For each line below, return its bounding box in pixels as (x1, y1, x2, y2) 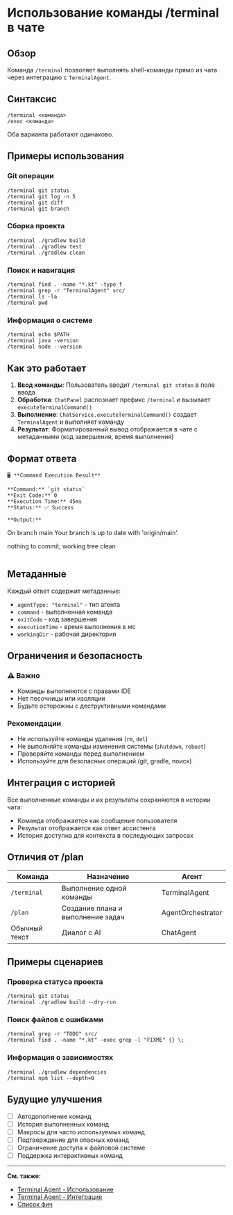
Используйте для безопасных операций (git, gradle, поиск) (17, 756, 192, 765)
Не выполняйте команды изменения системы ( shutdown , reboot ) (17, 742, 207, 750)
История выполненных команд (17, 1120, 110, 1128)
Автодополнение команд (17, 1112, 92, 1120)
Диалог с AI (61, 928, 101, 937)
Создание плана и (61, 903, 123, 913)
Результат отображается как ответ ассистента (17, 823, 156, 832)
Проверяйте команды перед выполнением (17, 749, 145, 758)
